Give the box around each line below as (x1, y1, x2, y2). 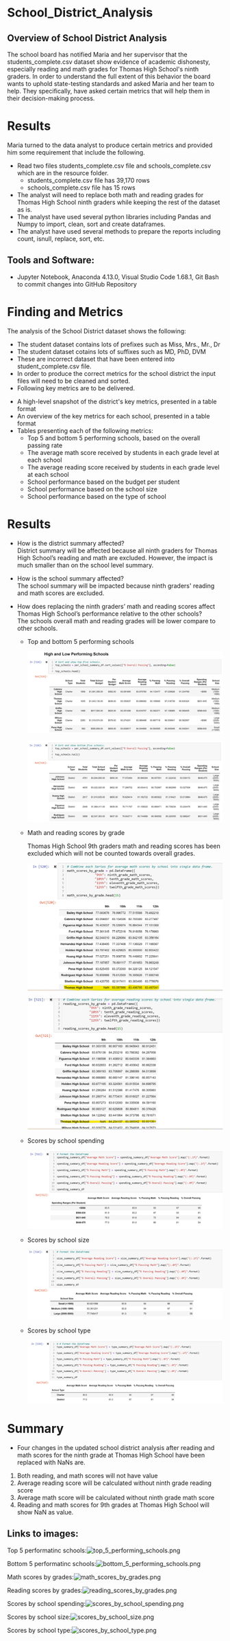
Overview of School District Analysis (7, 32, 168, 44)
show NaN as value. (16, 1508, 74, 1517)
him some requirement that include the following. (7, 148, 145, 156)
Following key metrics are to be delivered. (16, 383, 136, 392)
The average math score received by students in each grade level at (27, 448, 220, 456)
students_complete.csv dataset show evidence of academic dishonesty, (7, 58, 211, 66)
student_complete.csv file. (16, 362, 92, 370)
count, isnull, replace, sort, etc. (16, 234, 105, 243)
